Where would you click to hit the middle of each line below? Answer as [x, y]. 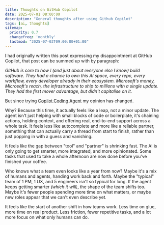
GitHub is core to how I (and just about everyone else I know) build [73, 70]
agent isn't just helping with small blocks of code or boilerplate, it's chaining [82, 115]
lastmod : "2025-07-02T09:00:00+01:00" [49, 42]
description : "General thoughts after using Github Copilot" [69, 19]
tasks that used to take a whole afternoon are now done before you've [76, 156]
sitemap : [14, 28]
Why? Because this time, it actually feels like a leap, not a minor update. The [82, 110]
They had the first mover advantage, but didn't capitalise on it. [68, 91]
